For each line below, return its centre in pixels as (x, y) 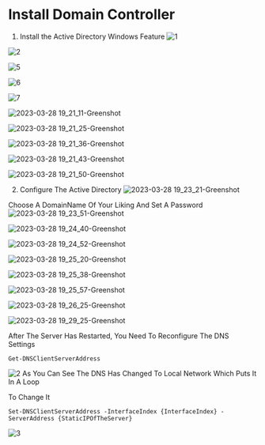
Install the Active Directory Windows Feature (92, 36)
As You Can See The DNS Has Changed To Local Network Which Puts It (140, 373)
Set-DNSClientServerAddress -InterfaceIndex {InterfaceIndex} (113, 411)
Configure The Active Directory (70, 189)
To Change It (29, 397)
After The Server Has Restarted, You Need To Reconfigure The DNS (119, 336)
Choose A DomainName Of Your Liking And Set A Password (106, 205)
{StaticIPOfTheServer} (95, 418)
